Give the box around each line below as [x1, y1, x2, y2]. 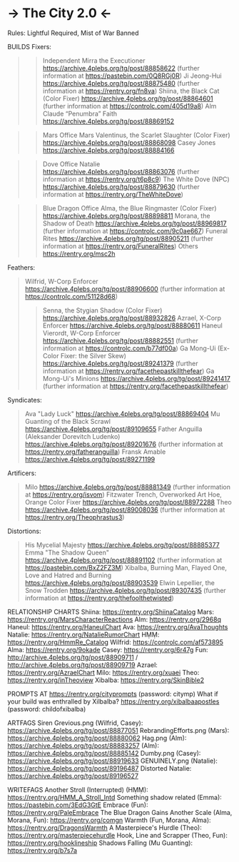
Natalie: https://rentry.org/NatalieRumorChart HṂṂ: [7, 630, 160, 639]
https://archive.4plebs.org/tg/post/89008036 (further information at [24, 505, 225, 514]
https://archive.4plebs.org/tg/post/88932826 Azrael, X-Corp [42, 313, 222, 322]
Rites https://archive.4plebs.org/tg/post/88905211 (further [42, 234, 214, 243]
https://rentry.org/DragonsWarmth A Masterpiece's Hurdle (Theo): [7, 823, 202, 832]
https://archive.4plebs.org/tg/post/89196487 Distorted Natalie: [7, 764, 192, 772]
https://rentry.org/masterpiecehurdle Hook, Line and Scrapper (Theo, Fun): [7, 831, 228, 839]
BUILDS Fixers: [7, 42, 52, 51]
